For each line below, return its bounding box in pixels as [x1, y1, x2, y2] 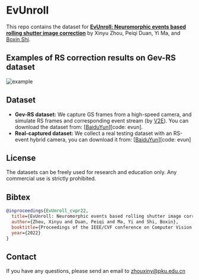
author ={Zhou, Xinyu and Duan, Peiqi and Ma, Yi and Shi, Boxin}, [11, 218, 179, 225]
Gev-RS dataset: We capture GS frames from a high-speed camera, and [14, 111, 192, 118]
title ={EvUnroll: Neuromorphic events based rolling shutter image [11, 214, 182, 220]
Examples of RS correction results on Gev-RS [6, 53, 176, 63]
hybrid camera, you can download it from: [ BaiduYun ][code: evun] [30, 136, 191, 143]
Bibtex [6, 192, 31, 202]
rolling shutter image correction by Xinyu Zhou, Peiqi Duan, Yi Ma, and [6, 29, 181, 36]
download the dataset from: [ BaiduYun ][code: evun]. [14, 123, 143, 130]
